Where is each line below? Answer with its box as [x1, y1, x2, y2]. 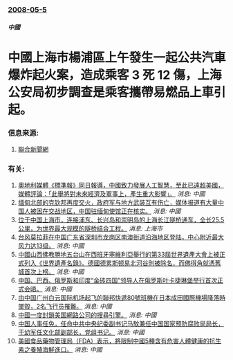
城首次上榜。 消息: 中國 [17, 268, 84, 276]
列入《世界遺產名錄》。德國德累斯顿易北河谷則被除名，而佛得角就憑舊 [24, 259, 221, 267]
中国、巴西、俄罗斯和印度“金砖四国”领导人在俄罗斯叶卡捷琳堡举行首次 [17, 276, 218, 285]
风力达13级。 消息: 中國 [17, 242, 85, 250]
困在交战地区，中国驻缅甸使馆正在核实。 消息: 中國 [36, 207, 181, 215]
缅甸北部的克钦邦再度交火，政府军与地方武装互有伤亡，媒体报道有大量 [17, 199, 218, 207]
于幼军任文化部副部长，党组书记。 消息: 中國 [17, 328, 145, 336]
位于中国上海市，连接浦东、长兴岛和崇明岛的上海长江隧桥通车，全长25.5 [17, 216, 225, 224]
